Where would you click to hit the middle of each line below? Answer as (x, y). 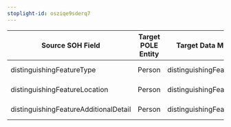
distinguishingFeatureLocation (59, 89)
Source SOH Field (71, 45)
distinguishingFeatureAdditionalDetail (71, 109)
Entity (149, 54)
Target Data (196, 45)
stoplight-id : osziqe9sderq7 (49, 13)
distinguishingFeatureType (53, 69)
